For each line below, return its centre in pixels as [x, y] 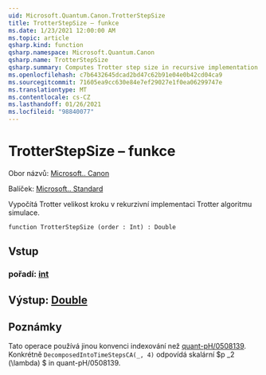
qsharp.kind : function [46, 45]
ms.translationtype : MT [48, 90]
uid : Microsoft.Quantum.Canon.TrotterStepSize [87, 16]
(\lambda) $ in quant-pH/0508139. [65, 363]
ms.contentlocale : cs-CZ [49, 97]
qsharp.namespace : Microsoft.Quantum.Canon [82, 53]
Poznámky [35, 327]
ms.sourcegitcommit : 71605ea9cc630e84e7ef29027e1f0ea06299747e [115, 82]
